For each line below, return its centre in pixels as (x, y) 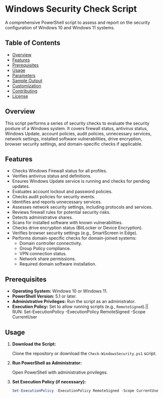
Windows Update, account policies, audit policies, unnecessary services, (78, 133)
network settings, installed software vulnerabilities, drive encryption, (74, 139)
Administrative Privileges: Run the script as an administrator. (74, 302)
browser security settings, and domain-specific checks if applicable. (74, 144)
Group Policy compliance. (45, 248)
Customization (27, 86)
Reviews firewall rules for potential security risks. (61, 212)
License (20, 96)
